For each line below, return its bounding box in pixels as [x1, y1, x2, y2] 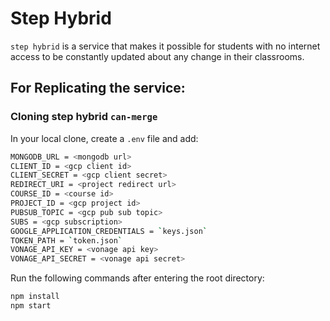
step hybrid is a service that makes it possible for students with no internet [10, 40, 321, 52]
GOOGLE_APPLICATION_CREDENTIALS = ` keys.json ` [10, 226, 208, 236]
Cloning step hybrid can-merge [10, 110, 158, 124]
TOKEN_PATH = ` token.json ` [10, 235, 123, 246]
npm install [10, 292, 60, 302]
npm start [10, 301, 52, 311]
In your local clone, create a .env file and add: [10, 132, 199, 144]
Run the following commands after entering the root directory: [10, 272, 265, 284]
